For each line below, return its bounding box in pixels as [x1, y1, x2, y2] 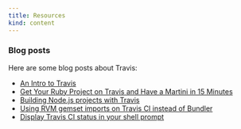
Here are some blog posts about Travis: [8, 63, 138, 72]
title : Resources [8, 11, 66, 20]
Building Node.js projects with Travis [19, 95, 140, 104]
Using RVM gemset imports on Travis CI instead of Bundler [19, 104, 213, 113]
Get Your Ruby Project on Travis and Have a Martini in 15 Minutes [19, 86, 233, 96]
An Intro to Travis [19, 78, 77, 88]
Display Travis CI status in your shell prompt [19, 112, 165, 121]
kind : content [8, 19, 56, 27]
